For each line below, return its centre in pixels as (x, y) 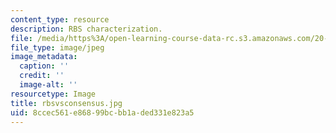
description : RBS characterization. (86, 29)
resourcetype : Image (53, 94)
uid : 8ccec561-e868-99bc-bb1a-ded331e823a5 (102, 112)
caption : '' (44, 66)
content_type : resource (60, 19)
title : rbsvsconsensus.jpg (66, 103)
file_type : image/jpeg (57, 47)
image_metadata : (44, 57)
